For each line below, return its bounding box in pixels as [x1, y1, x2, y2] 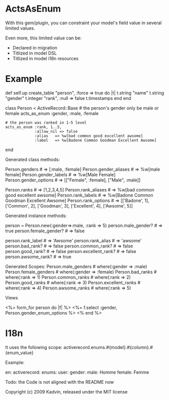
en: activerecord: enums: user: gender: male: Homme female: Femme [5, 369, 149, 375]
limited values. [5, 25, 35, 31]
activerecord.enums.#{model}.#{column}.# [63, 344, 153, 350]
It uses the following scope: [5, 344, 63, 350]
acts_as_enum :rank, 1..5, [5, 124, 62, 129]
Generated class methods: [5, 156, 60, 162]
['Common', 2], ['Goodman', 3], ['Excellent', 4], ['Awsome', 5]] [5, 203, 133, 209]
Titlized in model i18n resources [12, 55, 79, 61]
